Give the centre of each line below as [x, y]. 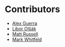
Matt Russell [25, 34]
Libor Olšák [24, 28]
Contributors [32, 9]
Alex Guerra [25, 23]
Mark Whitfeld [27, 39]
